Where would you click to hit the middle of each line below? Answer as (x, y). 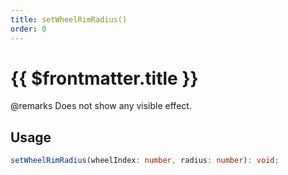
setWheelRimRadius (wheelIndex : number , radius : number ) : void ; (145, 161)
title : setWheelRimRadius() (69, 19)
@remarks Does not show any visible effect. (101, 106)
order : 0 (28, 29)
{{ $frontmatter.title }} (104, 78)
